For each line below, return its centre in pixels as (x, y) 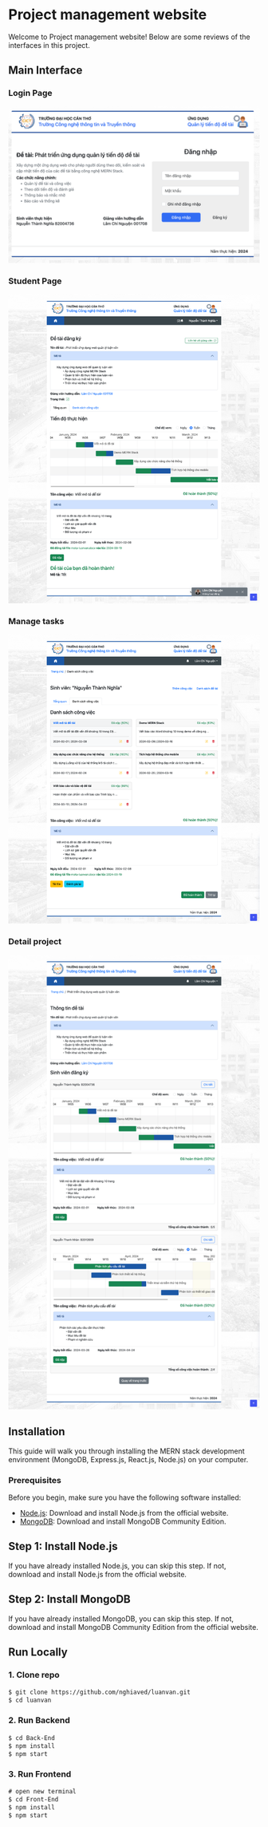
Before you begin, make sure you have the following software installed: (125, 1497)
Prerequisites (35, 1480)
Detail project (35, 941)
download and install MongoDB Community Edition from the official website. (134, 1627)
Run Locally (38, 1653)
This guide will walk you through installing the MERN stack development (126, 1451)
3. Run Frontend (40, 1774)
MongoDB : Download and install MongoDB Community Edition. (123, 1521)
